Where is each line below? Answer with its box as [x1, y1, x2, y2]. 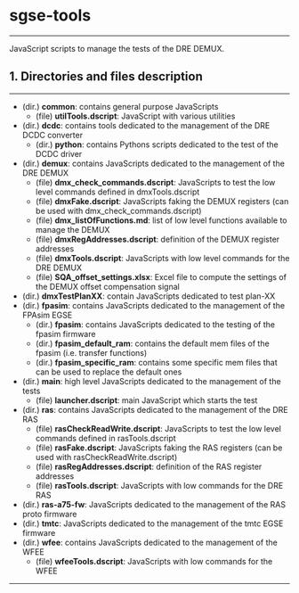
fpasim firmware [35, 328, 96, 339]
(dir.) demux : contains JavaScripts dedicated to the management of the [21, 158, 285, 169]
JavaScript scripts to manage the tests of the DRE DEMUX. [9, 43, 225, 54]
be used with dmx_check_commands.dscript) [35, 205, 202, 216]
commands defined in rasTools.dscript [35, 432, 176, 443]
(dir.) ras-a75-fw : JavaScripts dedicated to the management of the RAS [21, 498, 287, 509]
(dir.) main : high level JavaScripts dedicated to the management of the [21, 375, 282, 386]
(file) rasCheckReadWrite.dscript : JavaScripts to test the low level [35, 423, 282, 433]
